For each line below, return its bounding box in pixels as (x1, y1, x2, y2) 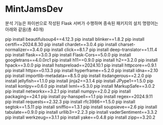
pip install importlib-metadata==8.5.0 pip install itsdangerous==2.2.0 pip (5, 73, 152, 78)
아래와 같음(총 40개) (5, 26, 44, 32)
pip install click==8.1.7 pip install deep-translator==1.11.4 (43, 47, 158, 52)
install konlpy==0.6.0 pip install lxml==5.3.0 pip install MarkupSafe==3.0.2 (5, 83, 155, 89)
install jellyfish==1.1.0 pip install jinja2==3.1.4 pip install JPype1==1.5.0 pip (5, 77, 154, 84)
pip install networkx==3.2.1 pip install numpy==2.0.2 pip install (5, 88, 131, 94)
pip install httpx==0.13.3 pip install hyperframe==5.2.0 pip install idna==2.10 (5, 67, 159, 73)
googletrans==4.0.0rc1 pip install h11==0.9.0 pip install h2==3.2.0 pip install (5, 57, 158, 63)
